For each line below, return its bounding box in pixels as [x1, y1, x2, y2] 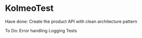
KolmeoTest [5, 3, 54, 14]
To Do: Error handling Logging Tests [5, 28, 77, 33]
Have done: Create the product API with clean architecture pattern [5, 19, 137, 24]
